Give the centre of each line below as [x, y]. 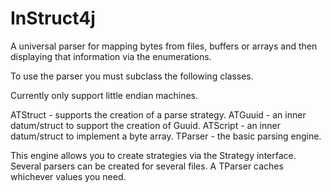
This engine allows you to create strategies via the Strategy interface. [153, 155]
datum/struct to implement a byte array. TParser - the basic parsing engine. [166, 136]
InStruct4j [53, 18]
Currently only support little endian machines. [104, 95]
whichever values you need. [68, 176]
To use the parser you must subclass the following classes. [132, 76]
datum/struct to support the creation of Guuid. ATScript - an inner [145, 125]
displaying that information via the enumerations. [111, 56]
